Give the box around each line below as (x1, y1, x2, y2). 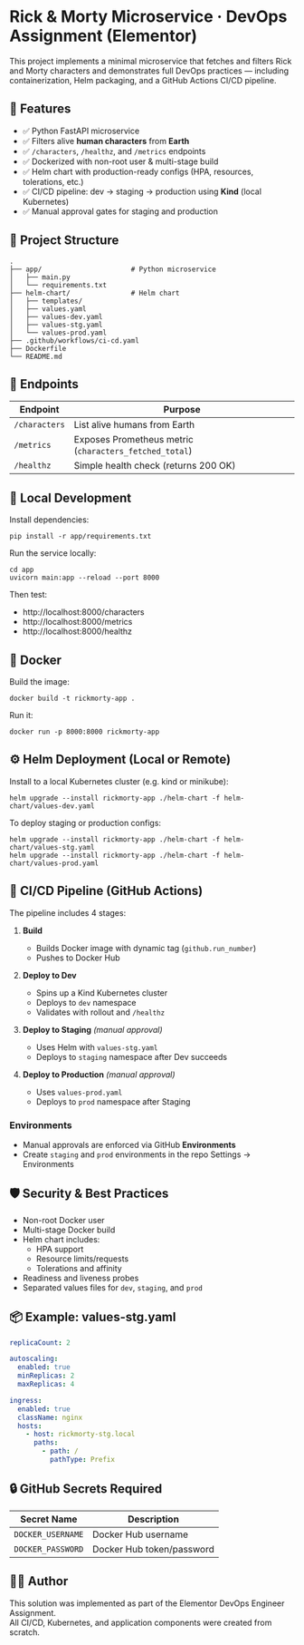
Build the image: (9, 676, 70, 686)
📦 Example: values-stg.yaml (9, 1309, 176, 1325)
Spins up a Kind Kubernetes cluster (35, 987, 168, 998)
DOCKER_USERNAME (14, 1529, 84, 1539)
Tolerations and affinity (35, 1262, 122, 1273)
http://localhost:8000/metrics (22, 617, 133, 628)
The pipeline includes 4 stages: (9, 907, 127, 918)
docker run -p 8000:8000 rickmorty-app (9, 727, 160, 736)
